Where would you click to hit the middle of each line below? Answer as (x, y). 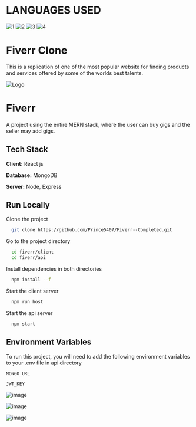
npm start (23, 324)
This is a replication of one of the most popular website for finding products (98, 67)
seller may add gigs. (31, 131)
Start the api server (29, 313)
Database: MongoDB (32, 175)
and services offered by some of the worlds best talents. (75, 73)
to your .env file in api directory (44, 363)
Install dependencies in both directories (54, 269)
